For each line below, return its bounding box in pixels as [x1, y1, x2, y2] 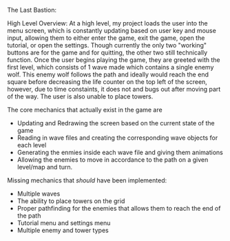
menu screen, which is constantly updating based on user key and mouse [7, 27, 217, 34]
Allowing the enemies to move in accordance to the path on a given [17, 156, 209, 164]
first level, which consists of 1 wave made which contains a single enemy [7, 63, 214, 71]
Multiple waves [17, 189, 61, 198]
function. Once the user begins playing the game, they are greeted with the [7, 56, 220, 64]
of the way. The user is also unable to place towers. [7, 92, 154, 101]
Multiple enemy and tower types [17, 227, 109, 234]
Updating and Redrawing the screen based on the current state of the [17, 119, 215, 127]
